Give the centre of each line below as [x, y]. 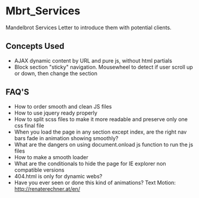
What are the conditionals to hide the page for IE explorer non [90, 163]
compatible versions [39, 170]
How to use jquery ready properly [56, 113]
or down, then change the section [56, 73]
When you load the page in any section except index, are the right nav [100, 132]
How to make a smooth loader [51, 157]
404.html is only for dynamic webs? [58, 176]
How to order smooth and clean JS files [63, 106]
